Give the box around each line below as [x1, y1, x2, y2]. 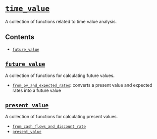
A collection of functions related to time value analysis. [5, 18, 117, 24]
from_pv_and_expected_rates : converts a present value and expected [12, 82, 153, 88]
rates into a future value [12, 87, 61, 93]
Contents [5, 33, 35, 41]
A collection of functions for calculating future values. [5, 72, 115, 78]
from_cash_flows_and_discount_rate [12, 124, 86, 129]
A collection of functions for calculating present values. [5, 114, 118, 120]
